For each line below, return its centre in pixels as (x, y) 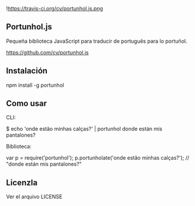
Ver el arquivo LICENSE (34, 197)
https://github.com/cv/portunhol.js (47, 52)
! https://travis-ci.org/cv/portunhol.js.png (55, 9)
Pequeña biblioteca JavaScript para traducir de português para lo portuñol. (97, 41)
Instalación (27, 71)
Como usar (27, 104)
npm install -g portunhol (35, 85)
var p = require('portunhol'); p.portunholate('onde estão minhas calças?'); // (98, 158)
